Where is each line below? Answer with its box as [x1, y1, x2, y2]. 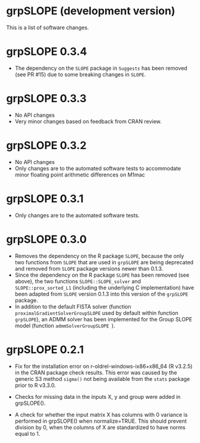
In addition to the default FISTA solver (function [14, 303, 131, 310]
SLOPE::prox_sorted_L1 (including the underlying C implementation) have [14, 284, 195, 291]
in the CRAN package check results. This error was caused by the [14, 368, 177, 376]
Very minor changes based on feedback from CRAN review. [14, 117, 162, 125]
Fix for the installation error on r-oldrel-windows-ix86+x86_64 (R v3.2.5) [14, 363, 193, 370]
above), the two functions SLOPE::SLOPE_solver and [14, 277, 141, 284]
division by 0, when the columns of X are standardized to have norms [14, 423, 186, 430]
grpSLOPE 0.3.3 [6, 92, 87, 106]
